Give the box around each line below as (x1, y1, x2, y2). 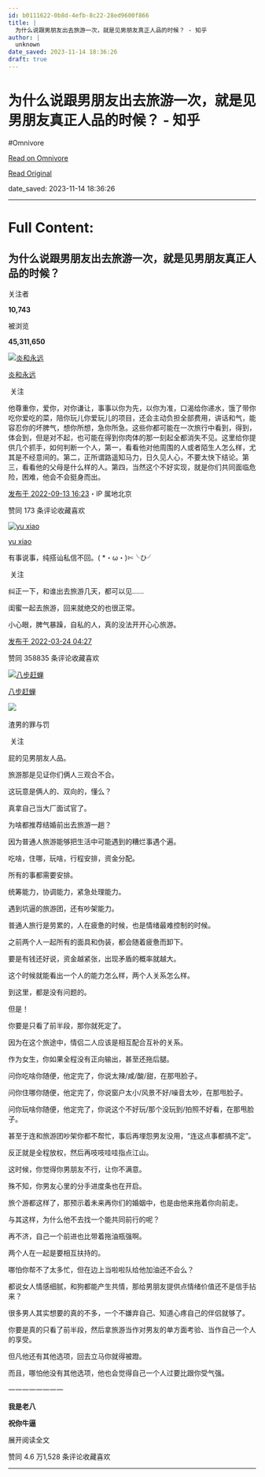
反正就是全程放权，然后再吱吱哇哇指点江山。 (8, 1147, 153, 1157)
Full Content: (8, 219, 94, 236)
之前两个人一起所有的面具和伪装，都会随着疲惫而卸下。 (8, 937, 187, 946)
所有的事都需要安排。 (8, 870, 77, 879)
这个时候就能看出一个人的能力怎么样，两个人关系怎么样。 (8, 970, 194, 980)
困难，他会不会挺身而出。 (21, 472, 105, 481)
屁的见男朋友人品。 (8, 753, 71, 762)
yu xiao (8, 536, 32, 546)
